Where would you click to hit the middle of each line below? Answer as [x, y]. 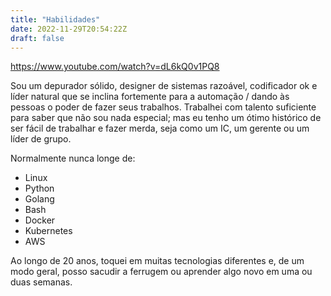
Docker [40, 220]
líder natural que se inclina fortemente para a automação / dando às [150, 97]
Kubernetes [48, 231]
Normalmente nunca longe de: [73, 158]
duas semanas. [41, 282]
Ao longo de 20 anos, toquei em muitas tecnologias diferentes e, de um [157, 261]
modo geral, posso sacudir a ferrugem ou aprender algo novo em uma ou [161, 272]
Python [39, 188]
